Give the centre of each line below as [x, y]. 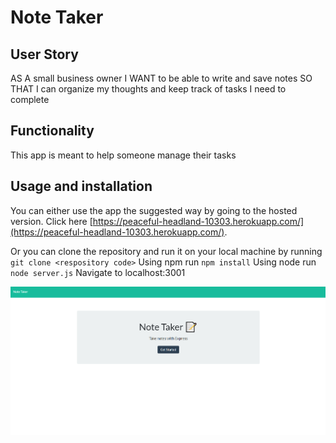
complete [30, 99]
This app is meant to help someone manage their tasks [123, 155]
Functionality [52, 131]
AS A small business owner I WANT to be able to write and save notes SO [161, 78]
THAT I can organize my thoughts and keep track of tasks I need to [148, 89]
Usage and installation [81, 186]
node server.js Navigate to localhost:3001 [98, 272]
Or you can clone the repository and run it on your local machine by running [166, 251]
